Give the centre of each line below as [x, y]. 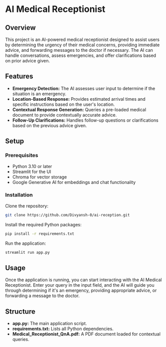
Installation [19, 195]
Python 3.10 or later [32, 166]
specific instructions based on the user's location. [64, 104]
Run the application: [26, 243]
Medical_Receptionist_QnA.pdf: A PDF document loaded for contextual [86, 334]
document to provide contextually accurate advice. [64, 115]
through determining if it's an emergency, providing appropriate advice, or [81, 291]
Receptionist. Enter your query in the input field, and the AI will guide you [80, 285]
